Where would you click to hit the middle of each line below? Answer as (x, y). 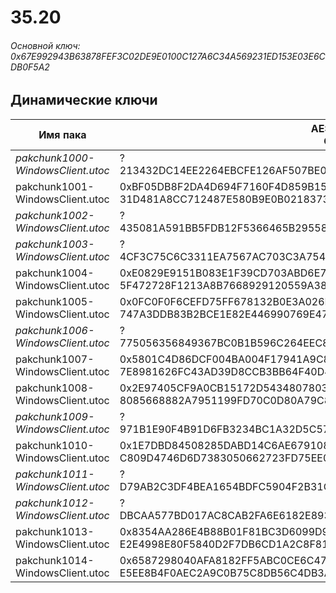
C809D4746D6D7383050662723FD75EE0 (224, 458)
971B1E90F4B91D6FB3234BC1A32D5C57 (224, 429)
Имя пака (62, 134)
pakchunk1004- (55, 273)
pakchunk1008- (55, 388)
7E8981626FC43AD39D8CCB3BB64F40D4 (225, 371)
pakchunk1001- (55, 186)
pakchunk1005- (55, 301)
